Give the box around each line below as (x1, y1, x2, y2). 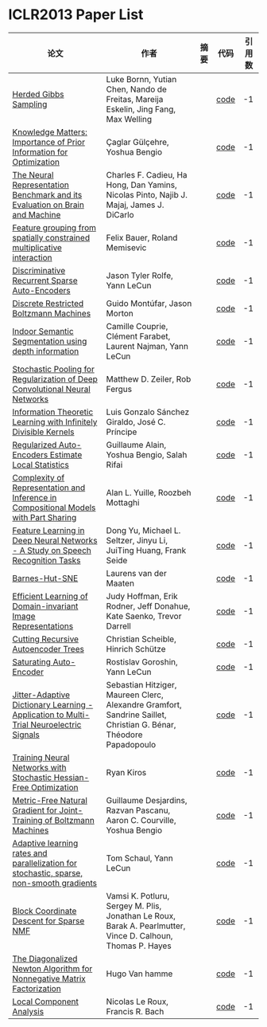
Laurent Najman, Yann (106, 340, 189, 351)
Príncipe (106, 426, 137, 437)
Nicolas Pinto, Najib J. (106, 189, 188, 200)
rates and (12, 847, 48, 858)
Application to (12, 709, 64, 720)
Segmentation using (12, 335, 87, 347)
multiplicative (12, 241, 62, 253)
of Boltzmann (44, 814, 95, 825)
